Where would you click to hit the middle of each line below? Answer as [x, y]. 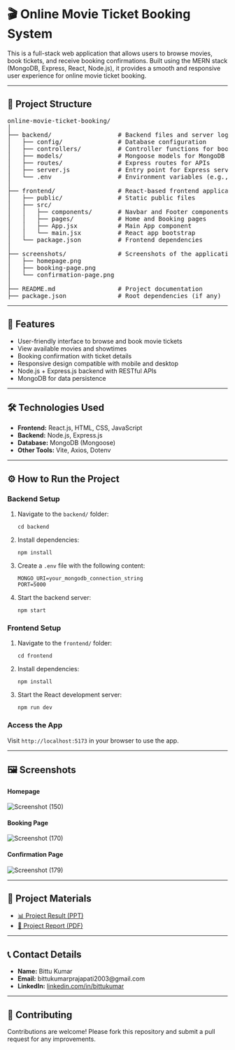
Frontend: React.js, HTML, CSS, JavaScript [80, 428]
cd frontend [35, 656]
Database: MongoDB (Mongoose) [66, 443]
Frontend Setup [34, 628]
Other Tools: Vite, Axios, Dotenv [64, 450]
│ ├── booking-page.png [52, 268]
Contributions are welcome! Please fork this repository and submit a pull [111, 1032]
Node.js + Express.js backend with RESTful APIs [87, 371]
